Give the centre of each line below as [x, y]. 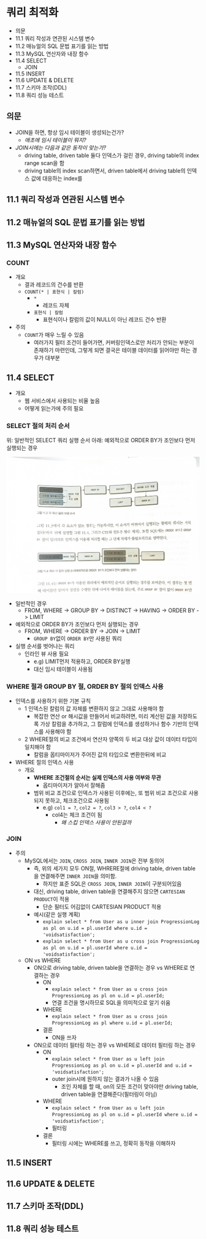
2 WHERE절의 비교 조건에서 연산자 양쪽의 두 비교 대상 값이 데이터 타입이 [111, 739]
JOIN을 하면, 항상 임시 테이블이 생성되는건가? [70, 132]
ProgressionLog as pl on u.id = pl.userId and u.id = [122, 1065]
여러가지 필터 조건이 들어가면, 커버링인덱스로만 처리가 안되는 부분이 [114, 343]
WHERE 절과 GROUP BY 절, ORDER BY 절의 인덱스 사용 [85, 686]
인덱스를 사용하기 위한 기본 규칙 [53, 701]
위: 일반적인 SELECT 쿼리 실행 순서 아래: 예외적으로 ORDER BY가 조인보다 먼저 [101, 440]
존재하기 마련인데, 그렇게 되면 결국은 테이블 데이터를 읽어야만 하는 [112, 350]
